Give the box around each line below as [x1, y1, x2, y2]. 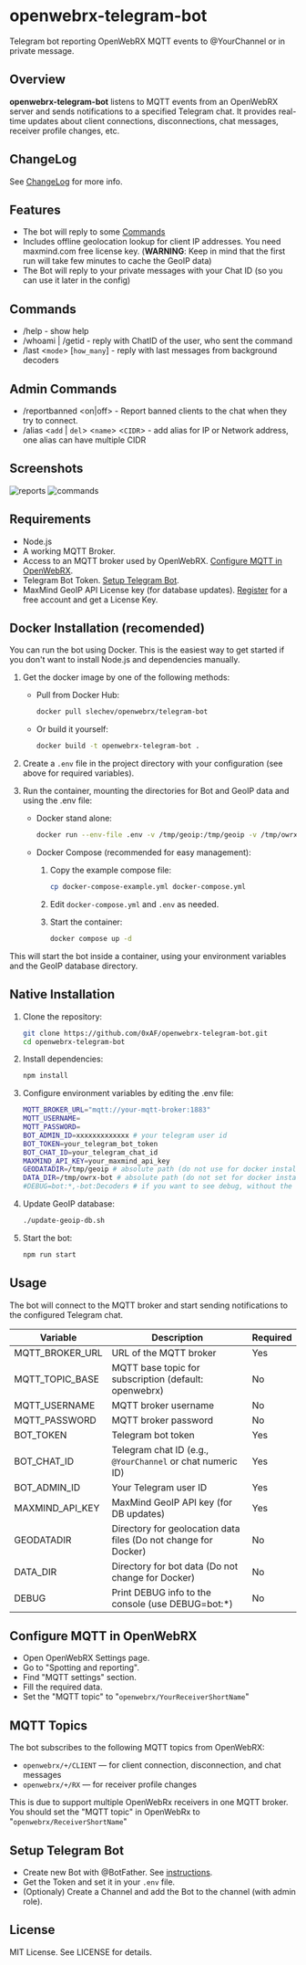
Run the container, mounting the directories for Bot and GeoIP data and [22, 786, 290, 797]
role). [22, 1896, 43, 1907]
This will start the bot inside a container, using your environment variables [9, 950, 287, 961]
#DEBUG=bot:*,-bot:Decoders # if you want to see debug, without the [22, 1182, 293, 1191]
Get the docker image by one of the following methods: [22, 672, 230, 683]
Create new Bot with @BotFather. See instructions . [22, 1867, 213, 1877]
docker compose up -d [49, 934, 132, 943]
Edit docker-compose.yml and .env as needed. [49, 898, 219, 909]
